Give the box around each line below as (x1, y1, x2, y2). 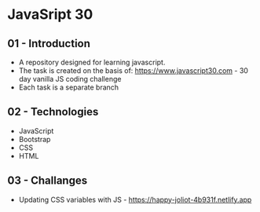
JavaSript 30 (7, 5, 93, 24)
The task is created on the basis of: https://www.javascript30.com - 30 (18, 66, 249, 75)
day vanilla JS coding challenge (18, 75, 122, 83)
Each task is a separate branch (18, 82, 119, 92)
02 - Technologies (7, 105, 99, 119)
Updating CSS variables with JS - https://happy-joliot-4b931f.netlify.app (18, 195, 252, 204)
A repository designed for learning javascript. (18, 57, 166, 67)
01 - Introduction (7, 37, 91, 50)
